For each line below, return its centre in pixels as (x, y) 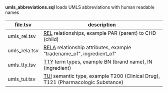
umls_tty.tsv (22, 65)
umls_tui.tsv (22, 79)
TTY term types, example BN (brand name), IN (98, 62)
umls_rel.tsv (22, 36)
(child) (51, 39)
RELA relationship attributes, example (87, 47)
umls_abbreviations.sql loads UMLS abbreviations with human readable (80, 7)
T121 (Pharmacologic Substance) (83, 82)
